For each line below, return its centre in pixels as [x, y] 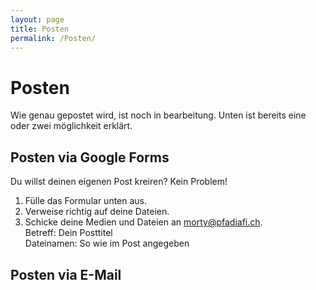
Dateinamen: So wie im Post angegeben [107, 243]
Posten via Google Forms [90, 157]
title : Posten [40, 29]
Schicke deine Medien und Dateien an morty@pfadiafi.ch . [143, 222]
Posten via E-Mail [66, 274]
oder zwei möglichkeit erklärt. [71, 126]
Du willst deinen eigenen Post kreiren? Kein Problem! [119, 182]
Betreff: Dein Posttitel [68, 233]
